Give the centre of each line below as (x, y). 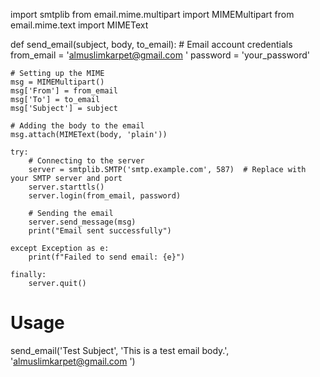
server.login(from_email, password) (105, 196)
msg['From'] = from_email (64, 91)
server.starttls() (66, 187)
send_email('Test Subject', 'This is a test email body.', (120, 350)
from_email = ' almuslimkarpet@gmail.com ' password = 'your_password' (160, 55)
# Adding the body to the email (77, 126)
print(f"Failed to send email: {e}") (107, 257)
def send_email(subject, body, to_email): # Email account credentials (151, 44)
